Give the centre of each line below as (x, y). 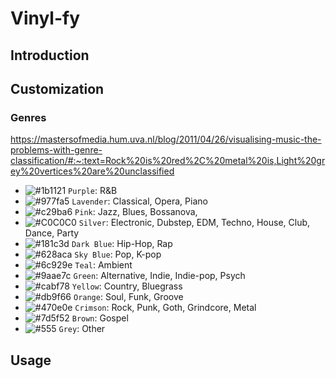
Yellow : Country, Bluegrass (127, 286)
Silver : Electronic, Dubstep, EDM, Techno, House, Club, (194, 223)
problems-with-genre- (56, 150)
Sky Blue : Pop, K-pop (118, 254)
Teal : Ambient (103, 265)
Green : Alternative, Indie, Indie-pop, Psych (159, 276)
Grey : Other (82, 329)
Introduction (50, 55)
